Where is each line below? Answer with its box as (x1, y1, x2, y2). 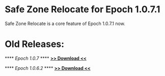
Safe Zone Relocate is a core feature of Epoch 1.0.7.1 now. (5, 20, 125, 27)
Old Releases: (5, 38, 65, 50)
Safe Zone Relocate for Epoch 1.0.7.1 (5, 4, 160, 15)
